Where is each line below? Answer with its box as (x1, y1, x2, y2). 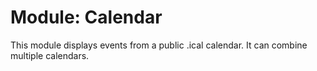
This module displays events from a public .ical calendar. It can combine (10, 39, 308, 51)
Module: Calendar (10, 6, 163, 29)
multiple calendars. (10, 49, 90, 61)
